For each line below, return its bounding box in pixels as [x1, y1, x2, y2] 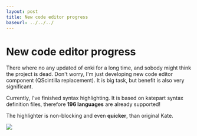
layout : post [6, 8, 38, 15]
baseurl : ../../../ [6, 19, 54, 25]
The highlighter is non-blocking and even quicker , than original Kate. [6, 112, 174, 120]
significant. [6, 83, 34, 90]
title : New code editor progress [6, 14, 88, 20]
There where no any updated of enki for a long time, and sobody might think [6, 64, 192, 71]
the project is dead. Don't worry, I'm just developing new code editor [6, 71, 173, 78]
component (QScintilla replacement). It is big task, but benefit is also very [6, 77, 185, 84]
